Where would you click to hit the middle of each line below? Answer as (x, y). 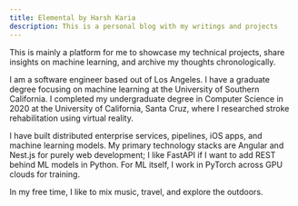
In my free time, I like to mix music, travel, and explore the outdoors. (136, 191)
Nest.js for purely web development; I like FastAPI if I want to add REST (143, 154)
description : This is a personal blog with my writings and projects (144, 26)
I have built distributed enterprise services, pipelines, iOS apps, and (136, 135)
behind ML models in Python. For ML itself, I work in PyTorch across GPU (146, 164)
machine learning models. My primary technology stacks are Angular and (147, 145)
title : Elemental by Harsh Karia (73, 18)
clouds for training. (45, 174)
